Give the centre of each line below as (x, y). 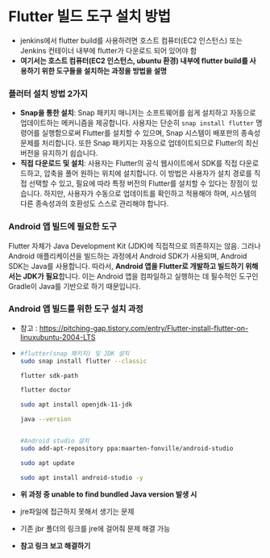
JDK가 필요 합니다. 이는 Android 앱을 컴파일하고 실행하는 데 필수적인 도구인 (141, 276)
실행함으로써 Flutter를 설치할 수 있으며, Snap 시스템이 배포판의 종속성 (151, 133)
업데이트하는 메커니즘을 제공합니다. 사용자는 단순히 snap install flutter (137, 123)
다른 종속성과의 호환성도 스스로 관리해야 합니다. (94, 203)
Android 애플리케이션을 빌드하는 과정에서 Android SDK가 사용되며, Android (128, 256)
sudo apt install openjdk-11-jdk (76, 405)
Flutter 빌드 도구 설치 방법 (90, 17)
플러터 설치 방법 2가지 (48, 94)
